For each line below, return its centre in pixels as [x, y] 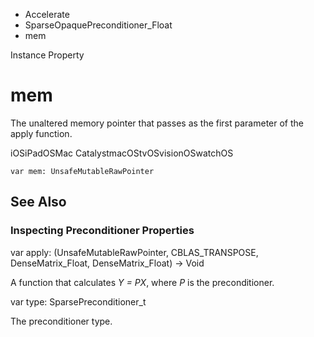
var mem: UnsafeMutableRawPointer [82, 171]
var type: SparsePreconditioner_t [78, 301]
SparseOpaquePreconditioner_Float [98, 25]
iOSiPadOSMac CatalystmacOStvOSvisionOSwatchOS [122, 153]
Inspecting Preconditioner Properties [102, 231]
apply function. [41, 133]
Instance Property [47, 55]
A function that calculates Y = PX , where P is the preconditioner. [142, 282]
